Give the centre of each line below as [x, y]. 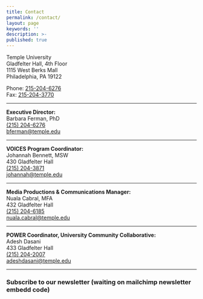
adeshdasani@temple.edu [39, 261]
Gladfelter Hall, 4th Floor [37, 64]
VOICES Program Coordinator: [45, 149]
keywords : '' [23, 29]
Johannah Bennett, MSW [37, 155]
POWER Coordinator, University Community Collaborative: [81, 235]
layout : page [23, 23]
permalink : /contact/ [34, 18]
